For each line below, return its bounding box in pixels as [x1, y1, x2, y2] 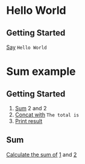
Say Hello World [6, 43, 47, 51]
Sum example [6, 65, 76, 78]
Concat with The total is [14, 111, 80, 118]
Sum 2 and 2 [14, 105, 47, 112]
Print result [14, 118, 43, 124]
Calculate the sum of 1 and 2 [6, 151, 77, 158]
